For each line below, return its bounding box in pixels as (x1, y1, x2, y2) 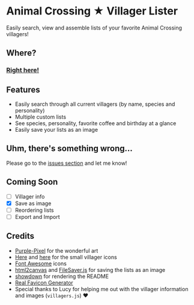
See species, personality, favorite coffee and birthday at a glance (14, 120, 177, 127)
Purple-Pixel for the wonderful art (14, 247, 99, 254)
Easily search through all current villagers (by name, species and (14, 100, 175, 108)
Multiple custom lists (14, 113, 67, 121)
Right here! (6, 66, 40, 75)
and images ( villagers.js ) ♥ (14, 292, 89, 299)
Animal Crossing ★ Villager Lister (6, 4, 178, 18)
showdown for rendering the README (14, 273, 109, 280)
